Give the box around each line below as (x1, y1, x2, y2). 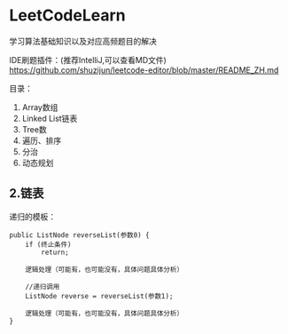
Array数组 (21, 101, 58, 112)
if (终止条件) (25, 240, 72, 249)
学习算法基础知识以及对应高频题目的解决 (9, 36, 157, 46)
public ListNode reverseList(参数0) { (9, 230, 150, 240)
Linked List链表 (21, 113, 78, 123)
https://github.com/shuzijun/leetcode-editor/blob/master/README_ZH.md (9, 64, 279, 76)
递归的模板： (9, 211, 56, 222)
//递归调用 (25, 282, 60, 291)
